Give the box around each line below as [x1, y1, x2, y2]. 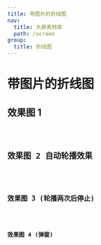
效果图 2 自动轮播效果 [7, 150, 93, 161]
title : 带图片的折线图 [7, 10, 67, 18]
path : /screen [13, 30, 55, 38]
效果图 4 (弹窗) [7, 231, 54, 238]
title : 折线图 [13, 43, 52, 50]
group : [7, 37, 27, 44]
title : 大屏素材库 [13, 23, 62, 30]
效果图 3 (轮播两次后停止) [7, 194, 95, 203]
